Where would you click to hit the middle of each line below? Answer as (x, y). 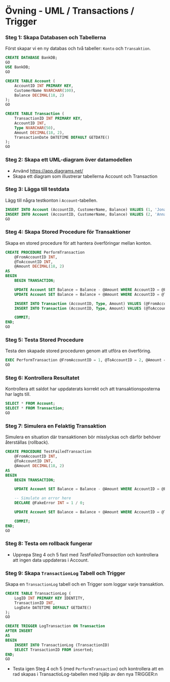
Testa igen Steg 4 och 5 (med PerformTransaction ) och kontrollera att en (88, 669)
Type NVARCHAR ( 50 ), (35, 128)
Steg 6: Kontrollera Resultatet (42, 377)
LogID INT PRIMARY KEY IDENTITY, (50, 598)
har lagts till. (18, 394)
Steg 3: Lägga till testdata (37, 189)
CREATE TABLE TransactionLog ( (38, 594)
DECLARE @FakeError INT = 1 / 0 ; (50, 503)
